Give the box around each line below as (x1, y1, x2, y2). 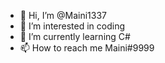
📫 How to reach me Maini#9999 (19, 42, 155, 54)
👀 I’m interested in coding (19, 20, 126, 32)
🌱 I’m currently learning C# (19, 31, 131, 42)
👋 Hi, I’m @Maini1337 (19, 10, 107, 21)
